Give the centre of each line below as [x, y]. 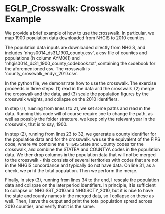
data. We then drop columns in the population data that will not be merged [81, 155]
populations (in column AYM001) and [43, 58]
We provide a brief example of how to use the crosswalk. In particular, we [80, 33]
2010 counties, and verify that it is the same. [50, 206]
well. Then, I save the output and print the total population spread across [79, 201]
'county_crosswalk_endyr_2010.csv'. [42, 73]
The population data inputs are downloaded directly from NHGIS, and [75, 47]
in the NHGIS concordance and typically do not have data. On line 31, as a [80, 165]
